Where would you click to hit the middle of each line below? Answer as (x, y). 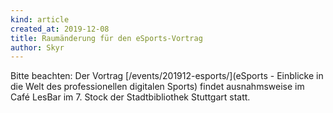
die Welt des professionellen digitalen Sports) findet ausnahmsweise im (157, 87)
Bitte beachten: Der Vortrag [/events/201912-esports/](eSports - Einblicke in (167, 76)
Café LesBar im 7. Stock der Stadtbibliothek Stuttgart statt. (130, 97)
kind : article (40, 19)
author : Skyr (37, 47)
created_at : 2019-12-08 (60, 29)
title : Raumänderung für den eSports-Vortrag (106, 38)
